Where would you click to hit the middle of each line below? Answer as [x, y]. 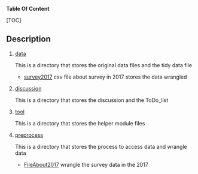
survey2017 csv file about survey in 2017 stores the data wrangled [105, 77]
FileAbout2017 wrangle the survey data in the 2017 [86, 164]
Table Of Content [28, 9]
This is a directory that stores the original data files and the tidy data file [103, 65]
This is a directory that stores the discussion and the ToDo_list [92, 100]
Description [28, 39]
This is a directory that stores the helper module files [80, 123]
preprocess [29, 135]
